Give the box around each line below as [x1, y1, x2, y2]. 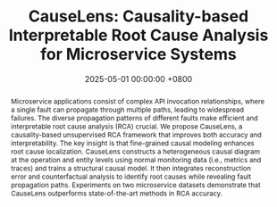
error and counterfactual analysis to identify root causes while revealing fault [10, 171, 252, 181]
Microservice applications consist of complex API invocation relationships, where [10, 96, 265, 106]
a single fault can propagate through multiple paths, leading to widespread [10, 104, 245, 114]
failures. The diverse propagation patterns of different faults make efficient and [10, 113, 258, 122]
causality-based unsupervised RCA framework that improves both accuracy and [10, 129, 263, 139]
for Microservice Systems [40, 45, 237, 64]
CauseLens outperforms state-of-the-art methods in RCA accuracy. [10, 188, 222, 198]
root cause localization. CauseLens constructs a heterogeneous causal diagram [10, 146, 261, 156]
